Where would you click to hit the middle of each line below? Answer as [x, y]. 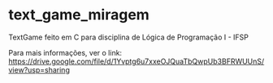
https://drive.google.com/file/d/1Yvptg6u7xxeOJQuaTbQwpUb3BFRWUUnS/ [136, 61]
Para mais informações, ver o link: [65, 52]
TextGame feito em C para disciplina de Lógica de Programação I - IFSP [129, 37]
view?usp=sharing [39, 69]
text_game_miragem [79, 15]
